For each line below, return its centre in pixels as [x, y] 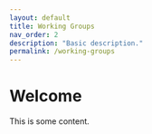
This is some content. [50, 121]
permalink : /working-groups [62, 52]
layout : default [40, 18]
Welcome [46, 96]
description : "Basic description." [76, 43]
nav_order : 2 [34, 34]
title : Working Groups [52, 26]
